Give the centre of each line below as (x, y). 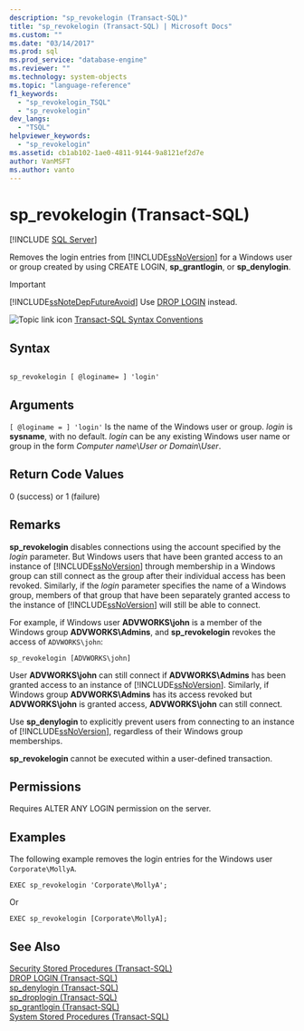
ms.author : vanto (42, 170)
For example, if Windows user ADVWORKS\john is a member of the (136, 622)
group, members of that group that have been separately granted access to (150, 594)
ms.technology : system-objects (68, 77)
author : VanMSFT (40, 161)
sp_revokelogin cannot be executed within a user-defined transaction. (141, 758)
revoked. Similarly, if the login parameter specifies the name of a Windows (148, 585)
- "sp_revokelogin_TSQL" (64, 102)
